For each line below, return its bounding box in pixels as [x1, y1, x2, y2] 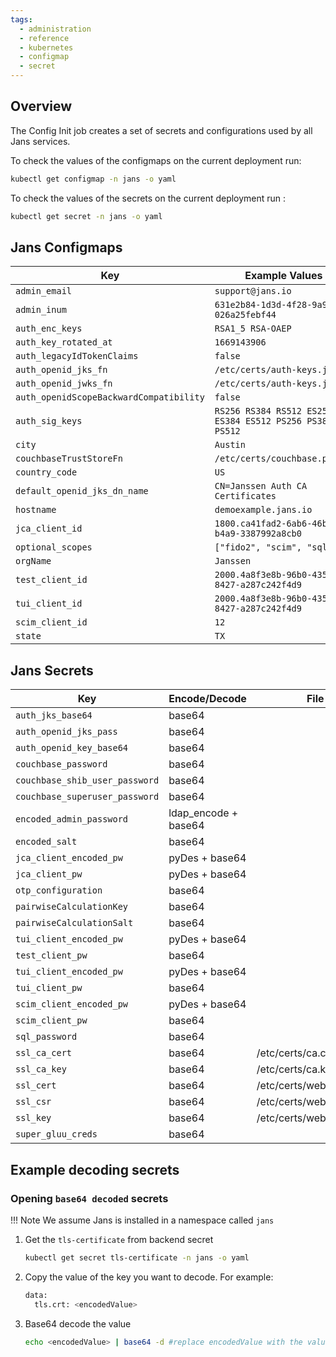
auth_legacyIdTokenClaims [15, 351, 139, 362]
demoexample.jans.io [214, 504, 313, 516]
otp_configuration [15, 885, 103, 896]
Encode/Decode [168, 692, 247, 706]
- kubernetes [19, 42, 74, 53]
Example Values [244, 269, 323, 283]
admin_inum [15, 304, 67, 316]
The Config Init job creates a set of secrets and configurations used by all [10, 124, 313, 136]
